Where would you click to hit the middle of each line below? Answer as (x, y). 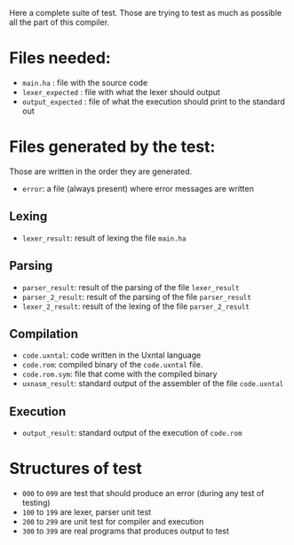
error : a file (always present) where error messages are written (138, 188)
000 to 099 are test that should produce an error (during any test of (143, 494)
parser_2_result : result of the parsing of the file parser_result (136, 296)
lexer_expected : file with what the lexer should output (121, 91)
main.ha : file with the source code (85, 83)
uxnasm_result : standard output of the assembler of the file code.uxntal (153, 383)
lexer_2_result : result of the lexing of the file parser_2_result (136, 306)
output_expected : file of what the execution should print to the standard (154, 101)
